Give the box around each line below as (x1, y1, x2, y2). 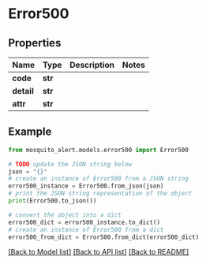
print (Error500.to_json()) (8, 197, 97, 205)
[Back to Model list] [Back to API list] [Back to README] (8, 247, 189, 257)
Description (69, 60, 114, 70)
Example (8, 125, 52, 139)
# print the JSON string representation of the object (8, 190, 193, 198)
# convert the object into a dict (8, 210, 122, 219)
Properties (8, 36, 62, 50)
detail (12, 86, 34, 96)
